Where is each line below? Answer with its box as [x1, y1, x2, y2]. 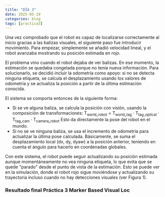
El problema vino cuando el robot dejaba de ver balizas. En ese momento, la [5, 60, 159, 66]
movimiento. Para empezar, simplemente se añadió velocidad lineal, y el [5, 45, 151, 51]
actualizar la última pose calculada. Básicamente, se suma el [12, 133, 135, 139]
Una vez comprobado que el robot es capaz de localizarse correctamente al [5, 34, 160, 40]
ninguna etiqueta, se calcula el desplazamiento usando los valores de [5, 75, 146, 81]
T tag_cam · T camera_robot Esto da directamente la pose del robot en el [12, 117, 150, 124]
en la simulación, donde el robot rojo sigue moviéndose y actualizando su [5, 169, 154, 175]
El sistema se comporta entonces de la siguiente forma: [5, 96, 118, 101]
